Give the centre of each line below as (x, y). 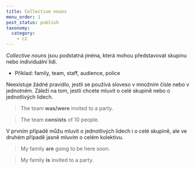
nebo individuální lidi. (32, 62)
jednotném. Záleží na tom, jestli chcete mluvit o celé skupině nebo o (88, 91)
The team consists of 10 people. (60, 120)
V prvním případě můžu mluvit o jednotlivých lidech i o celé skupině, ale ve (97, 131)
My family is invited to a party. (57, 160)
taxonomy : (18, 28)
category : (23, 33)
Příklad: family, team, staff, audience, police (67, 73)
